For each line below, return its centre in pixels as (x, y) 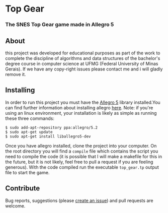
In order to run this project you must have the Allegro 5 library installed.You (83, 102)
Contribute (23, 189)
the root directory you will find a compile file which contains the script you (82, 151)
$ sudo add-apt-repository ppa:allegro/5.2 (52, 127)
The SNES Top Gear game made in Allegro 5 (60, 25)
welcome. (15, 206)
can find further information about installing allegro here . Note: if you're (79, 108)
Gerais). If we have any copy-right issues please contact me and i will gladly (84, 69)
